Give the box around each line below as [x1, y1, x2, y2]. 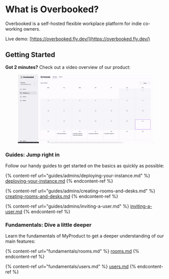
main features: [5, 238, 36, 244]
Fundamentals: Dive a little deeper [5, 221, 92, 229]
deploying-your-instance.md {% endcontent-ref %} [5, 178, 114, 184]
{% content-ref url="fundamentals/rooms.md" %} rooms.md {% [5, 248, 139, 255]
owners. [23, 26, 41, 32]
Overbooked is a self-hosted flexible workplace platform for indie [5, 20, 142, 27]
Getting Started [5, 50, 55, 59]
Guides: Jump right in [5, 151, 60, 158]
